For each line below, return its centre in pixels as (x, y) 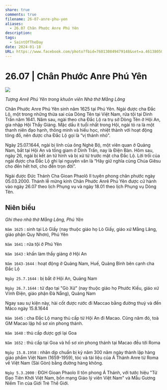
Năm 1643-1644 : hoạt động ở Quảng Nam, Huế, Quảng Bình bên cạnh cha (80, 264)
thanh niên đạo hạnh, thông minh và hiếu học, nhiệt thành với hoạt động (79, 130)
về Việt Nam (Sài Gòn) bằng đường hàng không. (54, 363)
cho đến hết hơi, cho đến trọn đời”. (41, 166)
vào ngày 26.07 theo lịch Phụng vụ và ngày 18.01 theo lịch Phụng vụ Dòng (81, 187)
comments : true (21, 14)
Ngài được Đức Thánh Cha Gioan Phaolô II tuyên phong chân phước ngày (80, 176)
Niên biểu (20, 207)
